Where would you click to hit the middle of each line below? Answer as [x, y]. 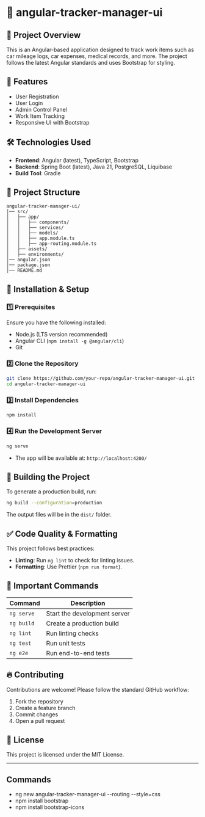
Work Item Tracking [40, 116]
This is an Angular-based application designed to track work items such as [100, 49]
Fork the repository [39, 701]
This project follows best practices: [50, 548]
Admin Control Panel [41, 109]
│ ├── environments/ [35, 255]
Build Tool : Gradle [38, 173]
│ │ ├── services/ [35, 228]
